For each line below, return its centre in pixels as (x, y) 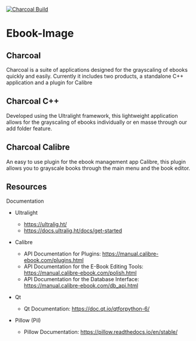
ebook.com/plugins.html (53, 260)
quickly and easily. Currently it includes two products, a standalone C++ (95, 76)
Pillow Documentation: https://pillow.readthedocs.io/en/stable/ (101, 332)
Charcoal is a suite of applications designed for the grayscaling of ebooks (97, 70)
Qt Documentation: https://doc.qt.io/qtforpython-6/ (87, 309)
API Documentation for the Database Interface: (81, 279)
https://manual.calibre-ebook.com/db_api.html (81, 286)
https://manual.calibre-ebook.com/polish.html (80, 273)
